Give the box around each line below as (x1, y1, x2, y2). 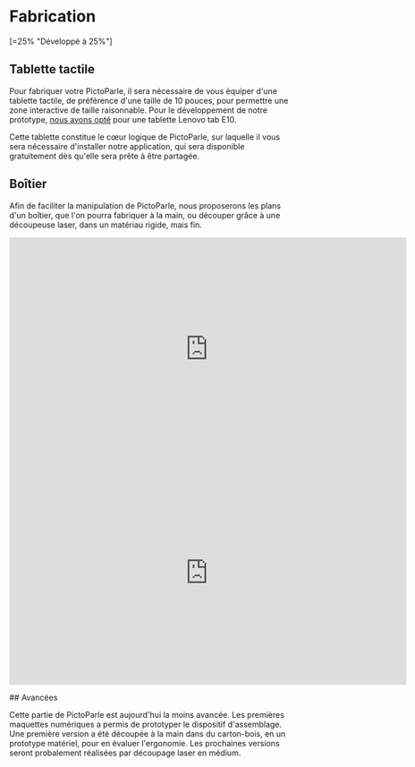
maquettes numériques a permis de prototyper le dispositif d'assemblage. (9, 719, 283, 729)
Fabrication (9, 6, 97, 27)
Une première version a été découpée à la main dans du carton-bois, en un (9, 728, 286, 739)
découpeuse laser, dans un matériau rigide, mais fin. (9, 219, 203, 230)
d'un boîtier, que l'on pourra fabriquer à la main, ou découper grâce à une (9, 209, 281, 220)
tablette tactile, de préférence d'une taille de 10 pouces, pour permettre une (9, 95, 289, 106)
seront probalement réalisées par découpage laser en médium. (9, 747, 241, 758)
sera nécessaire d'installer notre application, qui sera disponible (9, 141, 245, 151)
